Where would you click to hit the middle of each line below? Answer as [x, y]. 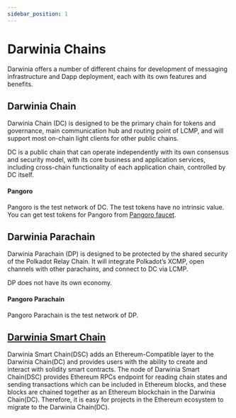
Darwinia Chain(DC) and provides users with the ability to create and [107, 362]
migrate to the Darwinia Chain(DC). [58, 407]
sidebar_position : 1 [38, 14]
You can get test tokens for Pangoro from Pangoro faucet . [92, 215]
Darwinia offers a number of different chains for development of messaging [118, 69]
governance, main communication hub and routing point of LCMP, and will [116, 131]
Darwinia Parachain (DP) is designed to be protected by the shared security [118, 254]
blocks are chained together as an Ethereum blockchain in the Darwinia [111, 392]
